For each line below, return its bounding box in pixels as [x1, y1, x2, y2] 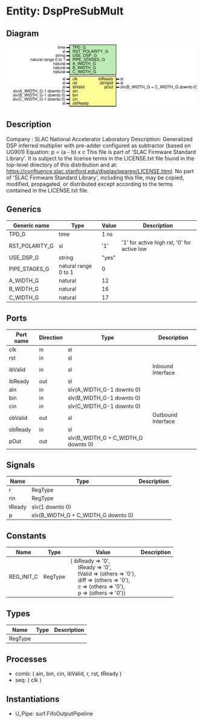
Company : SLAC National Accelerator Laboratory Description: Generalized [6, 135, 193, 142]
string [59, 253, 74, 261]
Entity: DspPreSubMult [6, 4, 124, 18]
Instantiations [6, 694, 60, 704]
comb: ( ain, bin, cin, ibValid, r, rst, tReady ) [14, 670, 122, 677]
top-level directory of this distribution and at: [6, 161, 118, 168]
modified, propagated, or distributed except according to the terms [6, 180, 173, 188]
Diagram [6, 28, 39, 39]
